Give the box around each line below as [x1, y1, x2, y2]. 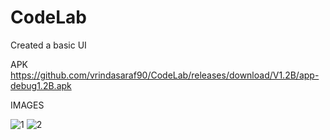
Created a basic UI [10, 39, 87, 51]
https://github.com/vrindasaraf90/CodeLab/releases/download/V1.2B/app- [10, 69, 320, 81]
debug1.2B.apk [10, 79, 72, 91]
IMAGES [10, 99, 45, 111]
